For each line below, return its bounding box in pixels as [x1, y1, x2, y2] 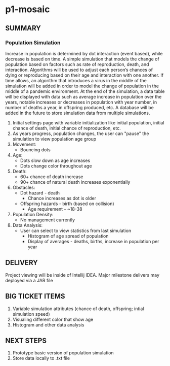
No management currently [20, 217, 75, 223]
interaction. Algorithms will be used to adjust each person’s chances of [5, 66, 153, 73]
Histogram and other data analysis [12, 321, 84, 328]
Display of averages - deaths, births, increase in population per [27, 238, 159, 244]
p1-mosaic [5, 4, 50, 15]
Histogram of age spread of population [27, 232, 109, 239]
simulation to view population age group [12, 136, 97, 142]
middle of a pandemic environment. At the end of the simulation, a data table [5, 88, 165, 94]
